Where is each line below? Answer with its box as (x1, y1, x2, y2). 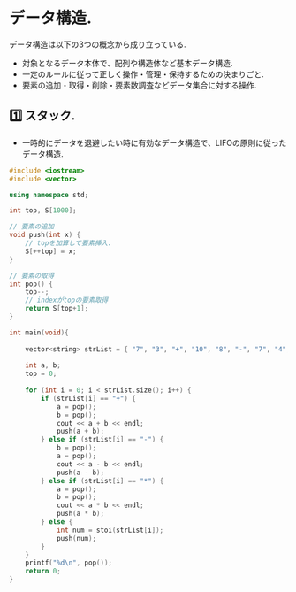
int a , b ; (25, 361, 62, 370)
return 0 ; (25, 567, 62, 576)
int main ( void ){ (9, 328, 69, 337)
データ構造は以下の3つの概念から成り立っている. (9, 39, 186, 50)
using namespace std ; (9, 190, 89, 199)
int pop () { (9, 280, 53, 288)
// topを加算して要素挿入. (25, 239, 112, 248)
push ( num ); (56, 534, 97, 542)
